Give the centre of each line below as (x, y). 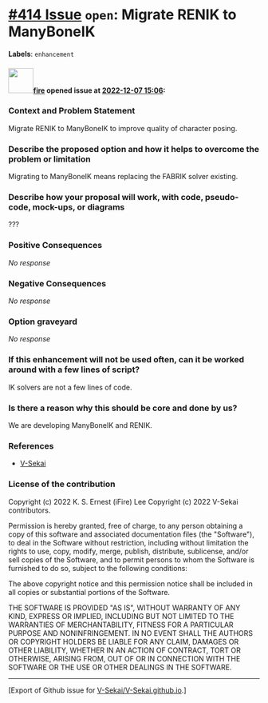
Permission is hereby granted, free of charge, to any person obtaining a (126, 525)
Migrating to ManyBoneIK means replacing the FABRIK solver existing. (123, 177)
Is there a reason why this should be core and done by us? (123, 408)
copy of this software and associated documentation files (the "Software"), (132, 534)
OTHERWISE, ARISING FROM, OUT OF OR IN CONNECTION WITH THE (124, 658)
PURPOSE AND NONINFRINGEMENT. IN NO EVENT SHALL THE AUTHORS (131, 633)
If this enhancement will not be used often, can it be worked (126, 360)
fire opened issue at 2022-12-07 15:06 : (99, 90)
